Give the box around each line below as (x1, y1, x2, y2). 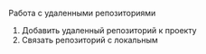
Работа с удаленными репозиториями (8, 8, 156, 18)
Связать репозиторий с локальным (21, 35, 159, 45)
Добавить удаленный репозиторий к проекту (21, 25, 197, 35)
